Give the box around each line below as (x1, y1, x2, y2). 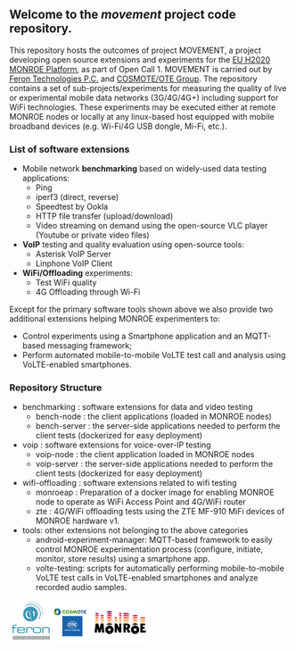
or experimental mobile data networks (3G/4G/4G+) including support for (9, 92, 279, 103)
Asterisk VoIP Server (35, 249, 111, 260)
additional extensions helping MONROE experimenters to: (9, 313, 220, 324)
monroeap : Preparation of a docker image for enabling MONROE (35, 487, 275, 498)
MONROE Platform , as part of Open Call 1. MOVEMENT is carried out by (9, 63, 273, 74)
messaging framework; (47, 340, 132, 351)
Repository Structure (9, 381, 103, 394)
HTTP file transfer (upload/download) (35, 211, 174, 221)
